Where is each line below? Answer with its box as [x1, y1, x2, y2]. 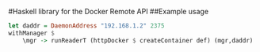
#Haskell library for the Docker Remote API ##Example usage [8, 7, 208, 16]
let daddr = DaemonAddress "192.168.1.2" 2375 [8, 22, 165, 30]
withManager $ [8, 29, 55, 37]
